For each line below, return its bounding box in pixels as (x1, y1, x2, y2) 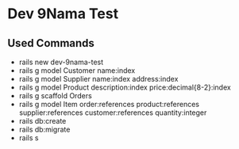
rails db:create (18, 117, 67, 125)
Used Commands (7, 36, 94, 50)
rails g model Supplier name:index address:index (18, 74, 179, 83)
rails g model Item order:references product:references (18, 100, 200, 109)
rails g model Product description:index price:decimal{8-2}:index (18, 82, 231, 92)
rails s (18, 133, 39, 143)
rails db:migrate (18, 124, 71, 134)
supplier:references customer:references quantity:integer (18, 108, 207, 117)
